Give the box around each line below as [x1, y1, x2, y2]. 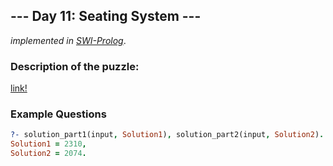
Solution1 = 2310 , [10, 139, 87, 149]
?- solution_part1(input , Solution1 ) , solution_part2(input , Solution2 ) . [10, 130, 325, 140]
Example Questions [10, 107, 107, 121]
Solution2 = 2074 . [10, 149, 87, 159]
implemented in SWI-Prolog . [10, 34, 127, 46]
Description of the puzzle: [10, 59, 140, 73]
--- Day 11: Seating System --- [10, 8, 202, 25]
